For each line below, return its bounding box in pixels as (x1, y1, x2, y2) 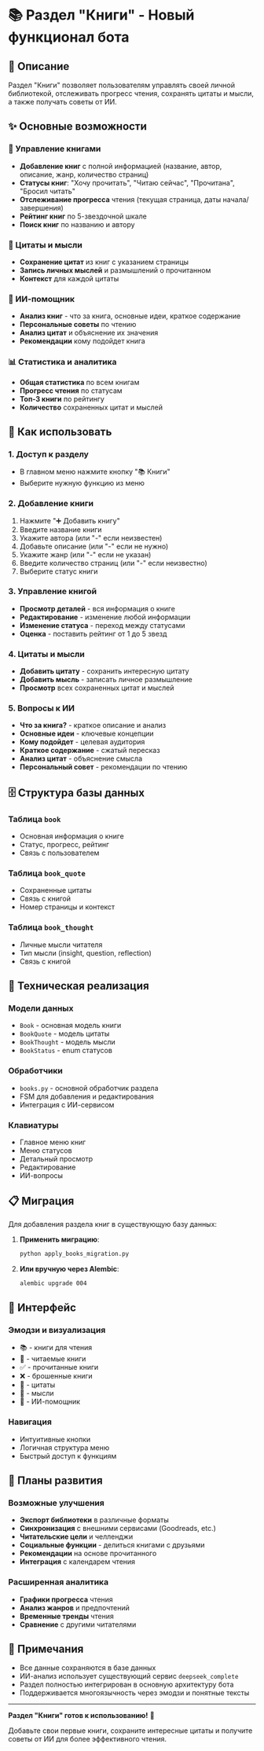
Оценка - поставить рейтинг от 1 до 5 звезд (19, 629, 167, 638)
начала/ (222, 194, 249, 204)
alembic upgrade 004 (19, 1279, 87, 1287)
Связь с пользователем (19, 848, 100, 857)
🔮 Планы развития (8, 1474, 104, 1487)
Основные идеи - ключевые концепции (19, 729, 155, 739)
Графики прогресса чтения (19, 1595, 114, 1604)
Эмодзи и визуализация (8, 1324, 106, 1335)
